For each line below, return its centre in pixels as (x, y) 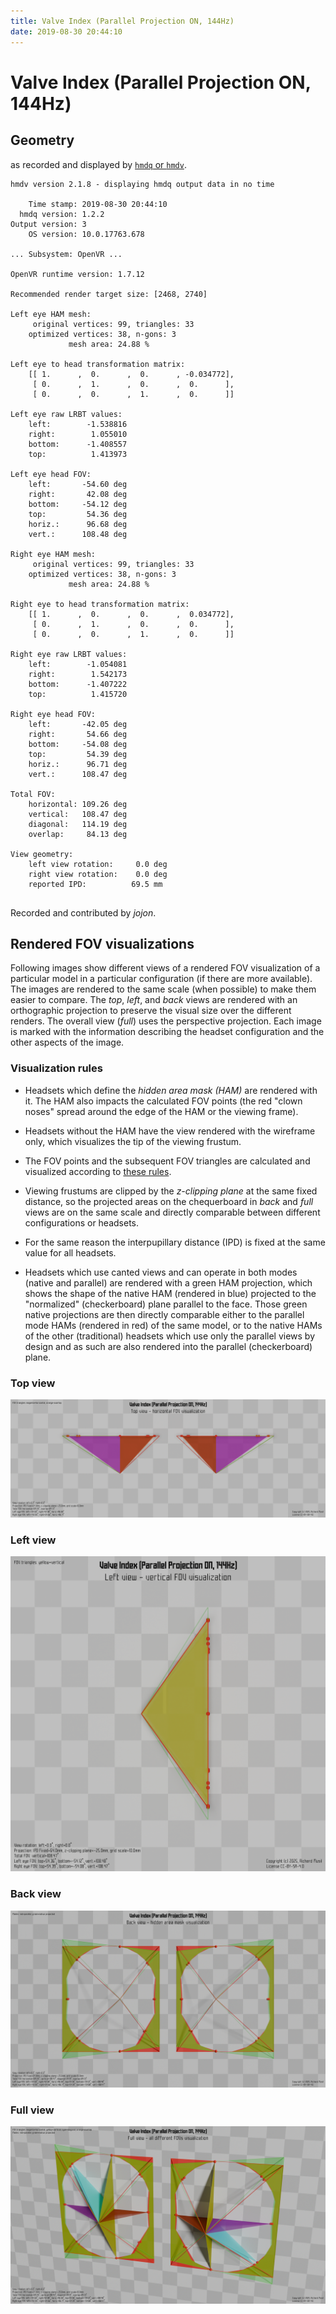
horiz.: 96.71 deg (78, 764)
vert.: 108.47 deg (78, 774)
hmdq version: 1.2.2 (62, 214)
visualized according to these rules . (98, 1171)
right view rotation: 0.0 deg (98, 874)
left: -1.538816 (78, 424)
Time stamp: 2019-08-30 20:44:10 (98, 204)
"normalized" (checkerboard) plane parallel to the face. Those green (166, 1304)
